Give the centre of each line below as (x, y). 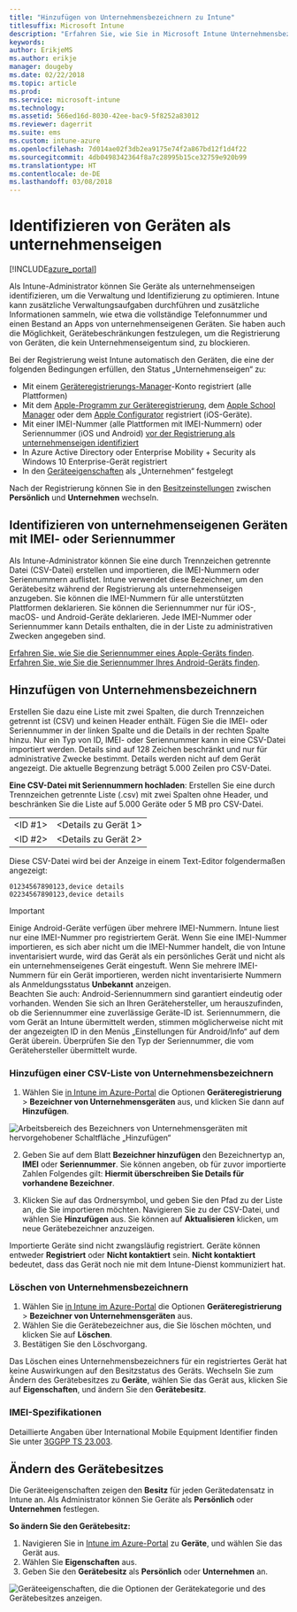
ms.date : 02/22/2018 (47, 75)
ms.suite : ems (35, 133)
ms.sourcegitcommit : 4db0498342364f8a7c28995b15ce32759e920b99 (128, 157)
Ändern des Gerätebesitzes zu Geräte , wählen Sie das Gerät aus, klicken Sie (148, 1380)
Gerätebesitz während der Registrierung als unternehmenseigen (126, 589)
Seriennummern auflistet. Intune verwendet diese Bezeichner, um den (136, 579)
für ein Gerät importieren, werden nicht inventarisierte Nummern (164, 975)
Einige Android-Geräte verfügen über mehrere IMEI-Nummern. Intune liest (145, 928)
